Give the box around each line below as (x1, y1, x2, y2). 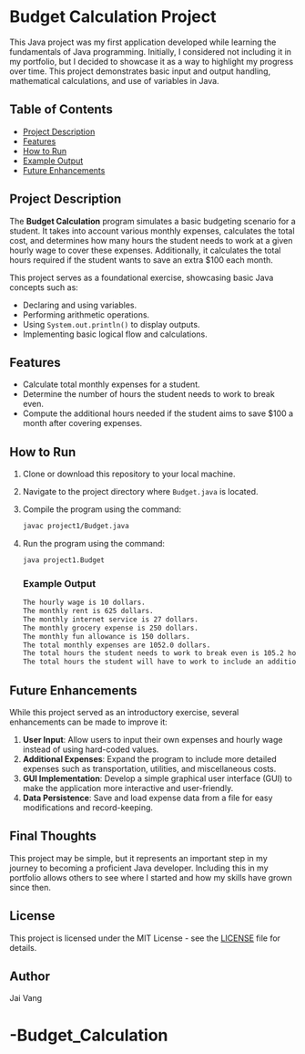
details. (9, 942, 37, 953)
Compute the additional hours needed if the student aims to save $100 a (22, 408, 294, 419)
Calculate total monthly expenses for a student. (22, 379, 200, 390)
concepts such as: (9, 281, 79, 293)
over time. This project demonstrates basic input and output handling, (9, 66, 271, 77)
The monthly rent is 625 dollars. (22, 607, 154, 616)
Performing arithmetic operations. (22, 308, 150, 320)
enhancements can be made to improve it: (9, 716, 168, 727)
